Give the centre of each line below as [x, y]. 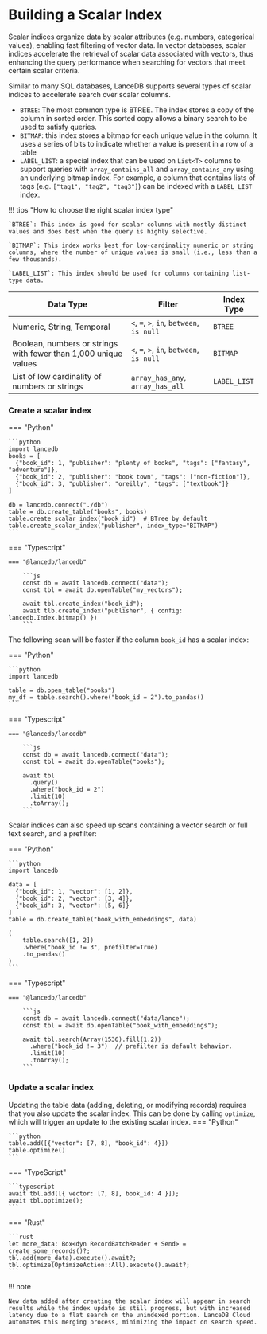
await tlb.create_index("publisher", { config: [103, 611]
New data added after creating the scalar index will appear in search [129, 1301]
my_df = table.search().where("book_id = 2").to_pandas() [106, 698]
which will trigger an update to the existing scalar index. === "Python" [123, 1121]
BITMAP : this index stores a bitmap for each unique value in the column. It [138, 135]
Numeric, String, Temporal [61, 327]
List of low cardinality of [57, 376]
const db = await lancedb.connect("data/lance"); [106, 1019]
